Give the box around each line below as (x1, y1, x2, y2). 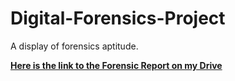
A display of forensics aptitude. (10, 40, 139, 52)
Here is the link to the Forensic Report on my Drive (10, 59, 223, 71)
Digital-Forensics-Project (10, 7, 226, 30)
